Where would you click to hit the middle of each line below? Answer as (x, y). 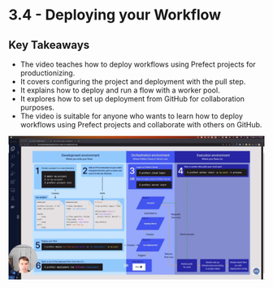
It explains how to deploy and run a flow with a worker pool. (120, 90)
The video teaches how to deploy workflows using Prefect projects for (138, 64)
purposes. (37, 107)
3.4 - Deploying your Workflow (115, 15)
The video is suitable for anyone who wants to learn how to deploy (132, 116)
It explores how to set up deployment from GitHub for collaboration (132, 99)
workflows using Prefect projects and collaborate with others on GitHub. (141, 125)
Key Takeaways (49, 45)
